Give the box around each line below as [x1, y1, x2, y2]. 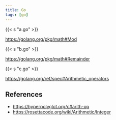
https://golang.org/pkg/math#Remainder [5, 55, 90, 62]
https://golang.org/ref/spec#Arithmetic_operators [5, 75, 109, 81]
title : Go [5, 7, 26, 13]
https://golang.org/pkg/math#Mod [5, 36, 77, 42]
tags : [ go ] [5, 12, 28, 17]
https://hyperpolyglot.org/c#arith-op [12, 104, 90, 110]
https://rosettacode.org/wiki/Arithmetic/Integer [12, 109, 111, 115]
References [5, 90, 43, 99]
